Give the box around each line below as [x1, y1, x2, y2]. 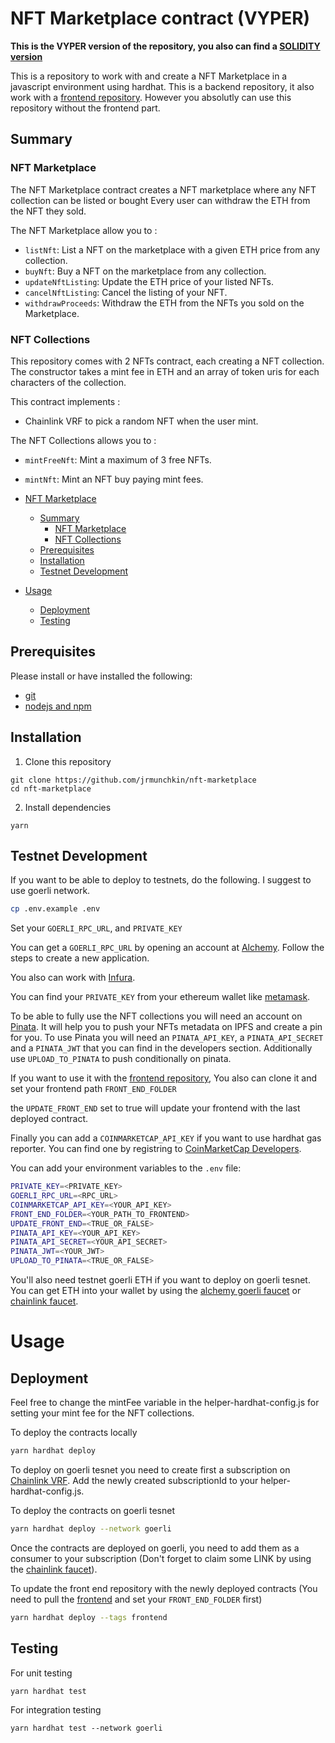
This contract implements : [10, 395, 121, 407]
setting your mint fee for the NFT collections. [10, 1407, 195, 1419]
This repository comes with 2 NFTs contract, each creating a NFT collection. [10, 355, 325, 367]
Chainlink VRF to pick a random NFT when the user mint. [24, 415, 259, 427]
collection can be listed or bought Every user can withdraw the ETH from [10, 194, 311, 206]
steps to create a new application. [10, 952, 150, 964]
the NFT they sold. [10, 205, 87, 217]
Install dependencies [24, 801, 112, 813]
